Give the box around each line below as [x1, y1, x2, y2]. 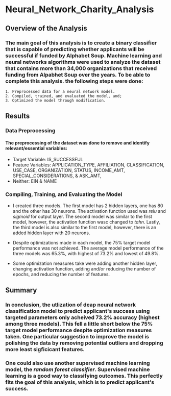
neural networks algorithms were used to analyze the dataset [5, 58, 161, 65]
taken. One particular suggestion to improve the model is [5, 333, 150, 340]
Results [5, 112, 30, 120]
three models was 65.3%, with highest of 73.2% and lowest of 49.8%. [12, 250, 160, 256]
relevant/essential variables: [5, 145, 68, 151]
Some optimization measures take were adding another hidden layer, [12, 260, 157, 266]
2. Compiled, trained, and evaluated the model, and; [5, 93, 123, 98]
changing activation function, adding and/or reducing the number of [12, 265, 156, 271]
